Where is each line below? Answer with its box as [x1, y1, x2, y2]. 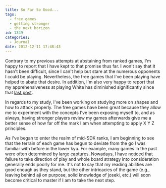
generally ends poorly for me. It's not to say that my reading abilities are [5, 161, 152, 167]
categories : [5, 35, 30, 40]
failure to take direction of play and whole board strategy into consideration [5, 156, 159, 162]
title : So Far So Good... [5, 7, 58, 12]
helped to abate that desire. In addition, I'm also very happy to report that [5, 79, 155, 85]
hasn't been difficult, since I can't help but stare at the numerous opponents [5, 68, 160, 74]
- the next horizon [9, 26, 50, 31]
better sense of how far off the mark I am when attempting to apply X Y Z [5, 120, 155, 126]
